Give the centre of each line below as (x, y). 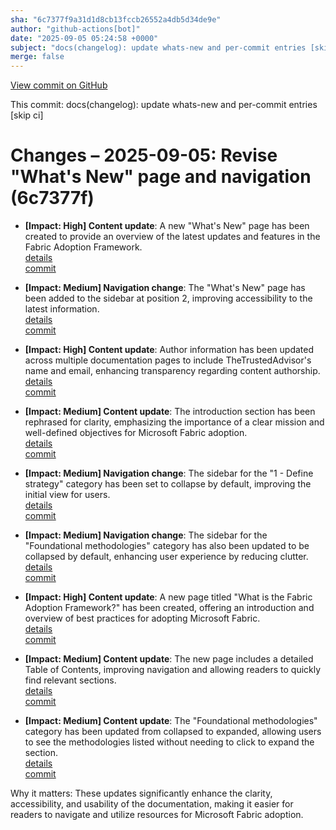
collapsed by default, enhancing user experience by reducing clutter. (166, 557)
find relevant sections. (70, 680)
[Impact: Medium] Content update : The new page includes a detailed (169, 659)
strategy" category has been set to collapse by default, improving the (168, 484)
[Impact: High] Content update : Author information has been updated (169, 350)
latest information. (62, 309)
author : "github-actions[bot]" (75, 29)
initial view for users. (67, 495)
